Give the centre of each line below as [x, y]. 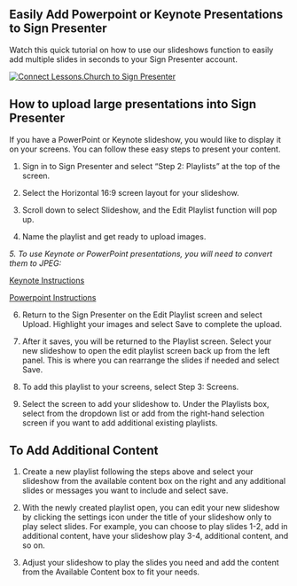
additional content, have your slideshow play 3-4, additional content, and [155, 536]
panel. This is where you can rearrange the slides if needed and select [150, 360]
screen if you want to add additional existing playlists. [120, 422]
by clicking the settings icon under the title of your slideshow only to [147, 517]
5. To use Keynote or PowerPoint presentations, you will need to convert [141, 254]
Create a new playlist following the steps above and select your [138, 472]
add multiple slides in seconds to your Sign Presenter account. [123, 59]
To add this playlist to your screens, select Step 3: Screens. [130, 387]
